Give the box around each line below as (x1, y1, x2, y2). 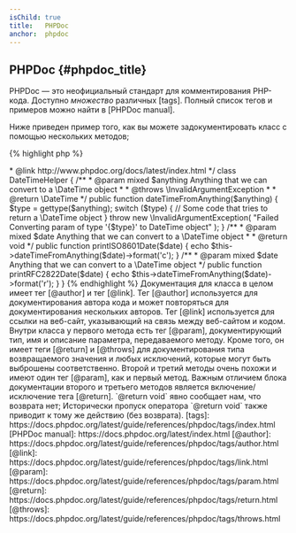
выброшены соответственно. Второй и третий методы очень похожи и (9, 363, 277, 374)
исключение (9, 391, 57, 402)
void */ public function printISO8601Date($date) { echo (9, 241, 209, 251)
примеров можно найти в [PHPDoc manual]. (9, 104, 175, 115)
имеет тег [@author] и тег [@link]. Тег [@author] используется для (9, 288, 258, 298)
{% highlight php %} (9, 148, 84, 159)
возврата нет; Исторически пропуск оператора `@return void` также (9, 400, 268, 412)
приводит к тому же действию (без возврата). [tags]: (9, 410, 210, 421)
